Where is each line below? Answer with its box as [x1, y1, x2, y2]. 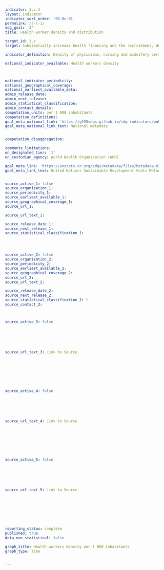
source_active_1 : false [5, 181, 54, 186]
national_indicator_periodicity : [5, 78, 73, 83]
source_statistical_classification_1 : [5, 231, 84, 236]
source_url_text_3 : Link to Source [5, 350, 78, 354]
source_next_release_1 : [5, 226, 54, 231]
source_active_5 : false [5, 458, 54, 462]
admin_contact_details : [5, 106, 54, 110]
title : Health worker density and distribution [5, 30, 104, 35]
